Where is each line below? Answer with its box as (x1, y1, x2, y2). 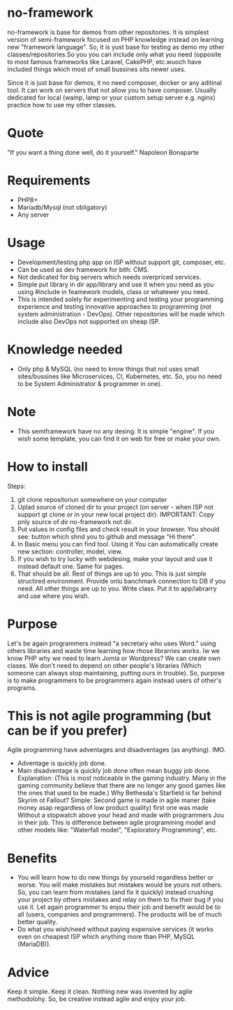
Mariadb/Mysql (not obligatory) (17, 203, 107, 211)
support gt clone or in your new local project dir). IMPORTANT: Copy (17, 510, 215, 519)
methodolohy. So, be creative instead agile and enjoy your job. (7, 995, 187, 1003)
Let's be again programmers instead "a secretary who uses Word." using (7, 639, 216, 648)
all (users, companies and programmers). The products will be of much (17, 910, 222, 919)
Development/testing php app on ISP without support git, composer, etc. (17, 258, 226, 266)
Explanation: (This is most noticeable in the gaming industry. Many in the (17, 774, 227, 782)
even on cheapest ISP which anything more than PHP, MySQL (17, 933, 195, 941)
